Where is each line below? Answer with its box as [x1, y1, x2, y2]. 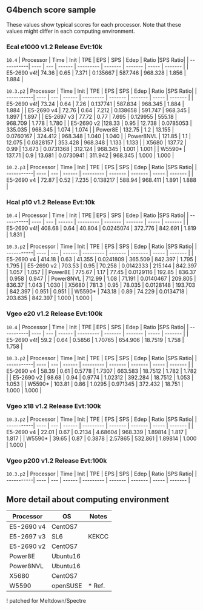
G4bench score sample [6, 5, 96, 15]
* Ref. [87, 582, 105, 590]
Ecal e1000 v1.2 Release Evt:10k [6, 42, 103, 51]
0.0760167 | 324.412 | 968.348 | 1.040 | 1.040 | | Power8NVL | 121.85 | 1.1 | [6, 133, 191, 140]
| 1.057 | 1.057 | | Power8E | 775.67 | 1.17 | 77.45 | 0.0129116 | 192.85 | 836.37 [6, 269, 196, 276]
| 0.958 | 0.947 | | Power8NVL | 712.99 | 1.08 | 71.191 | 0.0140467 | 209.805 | [6, 275, 196, 283]
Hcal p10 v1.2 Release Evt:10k [6, 198, 95, 207]
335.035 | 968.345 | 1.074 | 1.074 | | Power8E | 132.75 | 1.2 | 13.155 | [6, 126, 175, 133]
